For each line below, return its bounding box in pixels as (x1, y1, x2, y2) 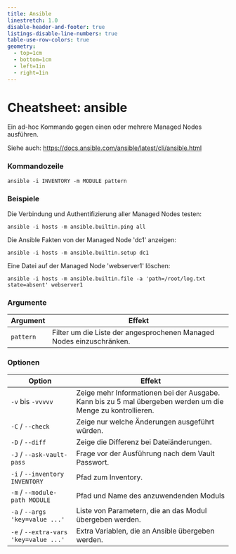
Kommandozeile (7, 161, 65, 171)
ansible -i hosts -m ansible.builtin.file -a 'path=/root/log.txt (7, 275, 206, 282)
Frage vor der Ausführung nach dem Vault (76, 448, 215, 458)
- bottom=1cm (13, 56, 52, 63)
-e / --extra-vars (11, 527, 68, 536)
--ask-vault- (24, 451, 68, 458)
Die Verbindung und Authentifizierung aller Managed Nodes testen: (7, 210, 202, 218)
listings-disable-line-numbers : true (7, 30, 118, 37)
